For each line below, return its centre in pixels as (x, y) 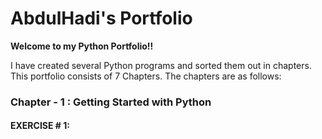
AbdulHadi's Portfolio (101, 18)
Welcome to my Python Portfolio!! (82, 46)
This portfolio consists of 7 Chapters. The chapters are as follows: (146, 76)
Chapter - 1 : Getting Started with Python (111, 102)
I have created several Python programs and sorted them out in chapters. (161, 65)
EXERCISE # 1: (40, 126)
